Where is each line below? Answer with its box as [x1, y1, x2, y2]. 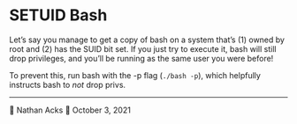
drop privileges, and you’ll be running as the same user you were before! [9, 53, 274, 63]
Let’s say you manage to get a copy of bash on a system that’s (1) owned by [9, 34, 286, 45]
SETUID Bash [9, 5, 108, 26]
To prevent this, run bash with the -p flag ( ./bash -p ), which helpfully [9, 69, 261, 80]
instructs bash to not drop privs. [9, 79, 126, 90]
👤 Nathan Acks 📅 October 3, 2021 [9, 105, 131, 115]
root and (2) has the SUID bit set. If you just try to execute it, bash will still [9, 43, 277, 54]
